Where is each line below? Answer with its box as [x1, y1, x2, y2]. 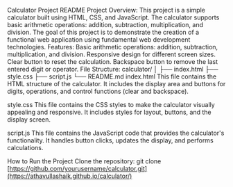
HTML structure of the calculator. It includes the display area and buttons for [7, 80, 226, 88]
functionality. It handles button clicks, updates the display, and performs [7, 136, 214, 145]
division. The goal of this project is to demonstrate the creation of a [7, 28, 200, 36]
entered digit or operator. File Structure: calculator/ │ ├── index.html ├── [7, 65, 218, 73]
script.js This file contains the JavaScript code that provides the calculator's [7, 129, 225, 137]
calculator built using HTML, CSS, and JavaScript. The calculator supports [7, 13, 220, 22]
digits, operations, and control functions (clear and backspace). [7, 87, 189, 95]
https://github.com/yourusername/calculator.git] [9, 165, 148, 172]
